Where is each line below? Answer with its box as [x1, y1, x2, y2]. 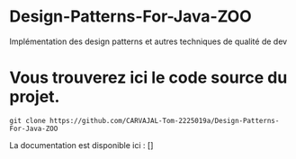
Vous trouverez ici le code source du [9, 67, 288, 88]
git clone [9, 116, 47, 125]
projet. [9, 87, 60, 107]
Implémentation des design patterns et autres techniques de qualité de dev [9, 36, 288, 47]
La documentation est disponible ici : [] [9, 139, 154, 150]
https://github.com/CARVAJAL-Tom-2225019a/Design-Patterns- [49, 116, 280, 125]
